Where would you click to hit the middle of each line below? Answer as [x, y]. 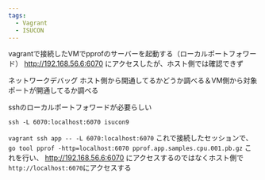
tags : [17, 15]
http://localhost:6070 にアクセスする [70, 168]
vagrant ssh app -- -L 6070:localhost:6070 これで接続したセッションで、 [131, 138]
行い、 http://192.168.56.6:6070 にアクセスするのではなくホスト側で [133, 158]
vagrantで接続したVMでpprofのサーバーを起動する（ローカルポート [119, 54]
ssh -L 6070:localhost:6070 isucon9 [69, 123]
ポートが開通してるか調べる [54, 90]
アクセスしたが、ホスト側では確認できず [178, 63]
